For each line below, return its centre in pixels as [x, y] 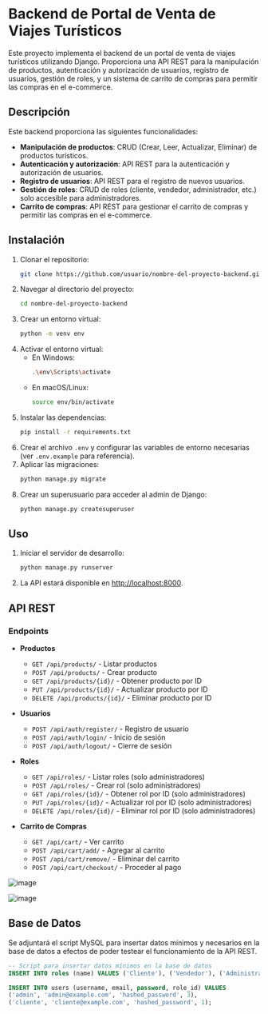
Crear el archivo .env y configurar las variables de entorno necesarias [134, 447]
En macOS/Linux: [60, 388]
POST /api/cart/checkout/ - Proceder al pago [106, 867]
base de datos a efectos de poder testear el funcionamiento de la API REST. [133, 951]
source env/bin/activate [73, 402]
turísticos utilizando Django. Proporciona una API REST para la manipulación [134, 62]
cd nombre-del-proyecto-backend [73, 304]
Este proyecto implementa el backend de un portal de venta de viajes [122, 53]
